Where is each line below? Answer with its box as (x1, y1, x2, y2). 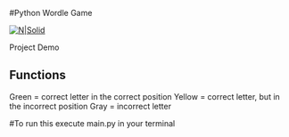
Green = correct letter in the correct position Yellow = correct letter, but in (9, 91, 281, 101)
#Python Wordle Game (9, 8, 93, 18)
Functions (9, 68, 67, 83)
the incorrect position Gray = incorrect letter (9, 101, 172, 111)
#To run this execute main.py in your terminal (9, 117, 176, 128)
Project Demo (9, 42, 60, 52)
